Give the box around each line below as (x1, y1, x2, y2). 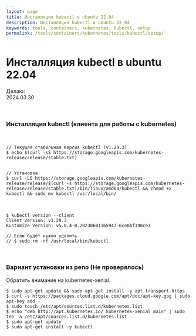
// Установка (6, 170, 38, 176)
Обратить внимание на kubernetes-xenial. (6, 277, 110, 284)
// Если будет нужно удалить (6, 233, 77, 239)
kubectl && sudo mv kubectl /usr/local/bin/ (6, 191, 117, 197)
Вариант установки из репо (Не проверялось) (6, 263, 144, 271)
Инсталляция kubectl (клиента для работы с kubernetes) (6, 120, 177, 128)
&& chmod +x (143, 186, 172, 191)
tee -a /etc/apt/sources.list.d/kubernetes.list (6, 314, 127, 320)
